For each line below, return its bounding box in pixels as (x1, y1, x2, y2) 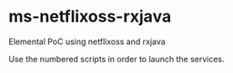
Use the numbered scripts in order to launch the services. (8, 53, 225, 64)
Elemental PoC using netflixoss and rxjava (8, 36, 166, 47)
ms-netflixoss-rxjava (8, 6, 172, 27)
